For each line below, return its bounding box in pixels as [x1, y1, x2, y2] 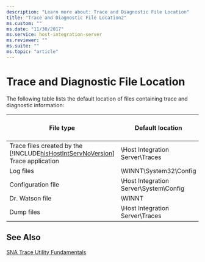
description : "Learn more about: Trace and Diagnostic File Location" [6, 9, 190, 15]
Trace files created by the [9, 141, 83, 150]
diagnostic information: [6, 101, 65, 108]
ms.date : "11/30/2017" [6, 26, 64, 32]
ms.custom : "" [6, 20, 43, 26]
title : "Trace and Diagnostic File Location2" [6, 15, 127, 21]
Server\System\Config [120, 184, 185, 193]
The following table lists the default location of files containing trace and [6, 95, 188, 102]
